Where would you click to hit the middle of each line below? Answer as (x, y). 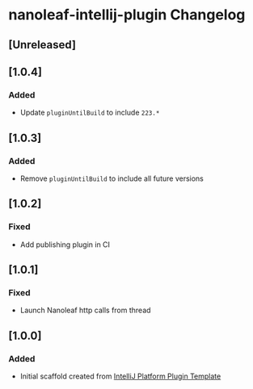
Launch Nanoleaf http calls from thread (85, 310)
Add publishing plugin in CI (65, 245)
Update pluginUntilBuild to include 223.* (90, 113)
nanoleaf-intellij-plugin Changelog (127, 15)
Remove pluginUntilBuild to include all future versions (112, 178)
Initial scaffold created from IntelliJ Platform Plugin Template (120, 376)
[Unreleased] (42, 45)
